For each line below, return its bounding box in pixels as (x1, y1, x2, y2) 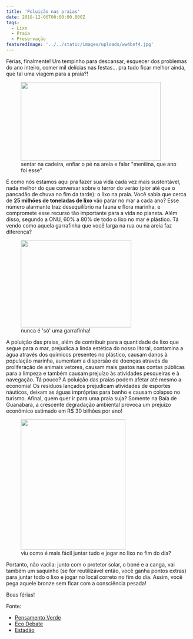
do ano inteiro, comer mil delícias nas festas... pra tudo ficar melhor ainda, (6, 64, 187, 71)
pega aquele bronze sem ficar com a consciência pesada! (6, 579, 147, 587)
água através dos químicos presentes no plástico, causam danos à (6, 351, 168, 358)
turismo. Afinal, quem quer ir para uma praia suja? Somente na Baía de (6, 394, 177, 401)
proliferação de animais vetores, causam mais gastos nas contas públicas (6, 363, 185, 370)
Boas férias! (6, 591, 35, 598)
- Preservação (11, 36, 46, 42)
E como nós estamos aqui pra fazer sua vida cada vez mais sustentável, (6, 178, 181, 185)
